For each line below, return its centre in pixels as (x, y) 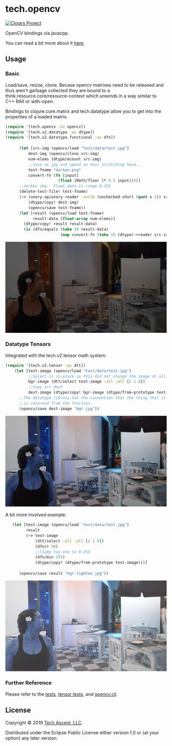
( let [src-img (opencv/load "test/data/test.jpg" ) (74, 148)
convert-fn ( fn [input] (53, 175)
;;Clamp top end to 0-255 (63, 552)
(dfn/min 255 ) (50, 557)
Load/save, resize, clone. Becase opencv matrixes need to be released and (84, 85)
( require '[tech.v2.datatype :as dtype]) (50, 132)
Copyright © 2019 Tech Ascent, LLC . (44, 722)
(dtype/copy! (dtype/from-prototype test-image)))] (91, 563)
